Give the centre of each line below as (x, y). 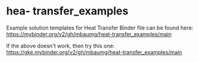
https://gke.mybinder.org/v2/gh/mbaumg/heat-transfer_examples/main (94, 52)
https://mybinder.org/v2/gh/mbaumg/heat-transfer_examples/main (89, 34)
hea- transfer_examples (67, 11)
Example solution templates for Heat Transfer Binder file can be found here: (100, 28)
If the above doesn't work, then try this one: (60, 46)
